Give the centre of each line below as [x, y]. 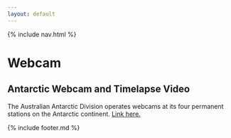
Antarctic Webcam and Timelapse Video [99, 89]
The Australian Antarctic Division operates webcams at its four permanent [116, 106]
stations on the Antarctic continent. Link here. [74, 114]
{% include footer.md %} [44, 127]
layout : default [31, 14]
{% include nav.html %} [42, 34]
